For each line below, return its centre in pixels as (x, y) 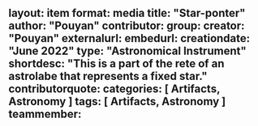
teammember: (45, 114)
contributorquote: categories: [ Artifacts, (114, 89)
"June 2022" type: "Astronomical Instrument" (128, 51)
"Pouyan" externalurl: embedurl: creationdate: (129, 38)
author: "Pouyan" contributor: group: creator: (127, 26)
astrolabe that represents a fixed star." (108, 76)
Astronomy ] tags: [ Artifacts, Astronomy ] (117, 101)
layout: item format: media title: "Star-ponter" (127, 13)
